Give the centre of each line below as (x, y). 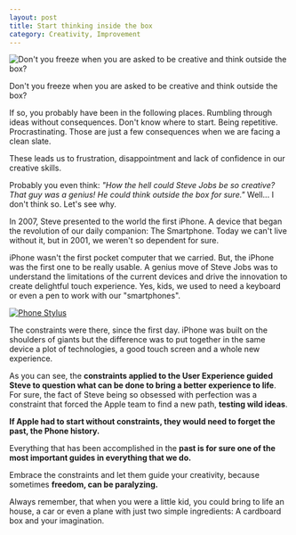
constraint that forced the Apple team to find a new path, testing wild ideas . (148, 404)
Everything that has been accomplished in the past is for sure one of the (142, 449)
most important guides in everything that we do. (100, 458)
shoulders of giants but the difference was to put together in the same (137, 340)
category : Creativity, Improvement (75, 34)
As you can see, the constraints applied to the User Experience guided (141, 376)
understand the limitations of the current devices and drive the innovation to (148, 276)
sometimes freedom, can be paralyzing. (84, 485)
